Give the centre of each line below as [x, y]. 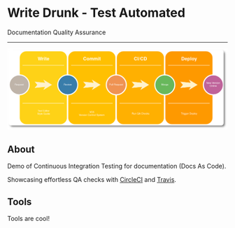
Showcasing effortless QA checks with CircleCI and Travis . [92, 180]
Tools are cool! [29, 219]
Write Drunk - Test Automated [96, 13]
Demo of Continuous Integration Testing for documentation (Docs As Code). [117, 166]
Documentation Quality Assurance [57, 32]
